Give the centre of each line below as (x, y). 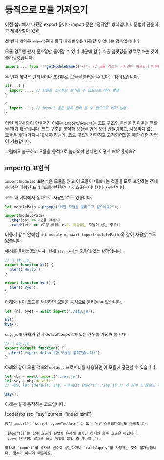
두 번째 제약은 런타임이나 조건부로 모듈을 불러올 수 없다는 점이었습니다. (72, 77)
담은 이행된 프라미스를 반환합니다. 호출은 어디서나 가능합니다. (68, 187)
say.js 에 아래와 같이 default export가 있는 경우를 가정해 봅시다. (66, 335)
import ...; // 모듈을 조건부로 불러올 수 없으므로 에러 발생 (64, 90)
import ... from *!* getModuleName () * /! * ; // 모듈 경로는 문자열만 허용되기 (77, 66)
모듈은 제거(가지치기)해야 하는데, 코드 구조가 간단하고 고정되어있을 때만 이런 (77, 135)
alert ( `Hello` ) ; (26, 270)
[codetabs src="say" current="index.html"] (48, 414)
